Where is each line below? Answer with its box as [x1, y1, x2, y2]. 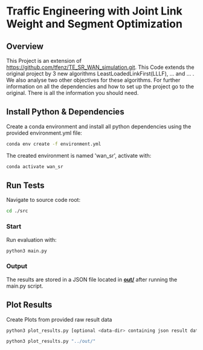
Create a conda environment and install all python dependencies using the [6, 123, 192, 130]
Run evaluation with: [6, 236, 57, 243]
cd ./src [6, 208, 28, 214]
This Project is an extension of [6, 57, 82, 64]
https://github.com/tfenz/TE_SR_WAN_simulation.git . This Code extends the [6, 63, 195, 71]
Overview [6, 41, 44, 51]
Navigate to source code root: [6, 196, 80, 204]
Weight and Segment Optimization [6, 17, 183, 31]
